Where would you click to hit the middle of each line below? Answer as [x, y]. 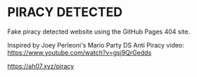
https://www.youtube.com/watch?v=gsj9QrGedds [80, 52]
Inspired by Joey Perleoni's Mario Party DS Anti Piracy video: [96, 45]
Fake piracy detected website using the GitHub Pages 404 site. [99, 31]
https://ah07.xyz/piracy [41, 66]
